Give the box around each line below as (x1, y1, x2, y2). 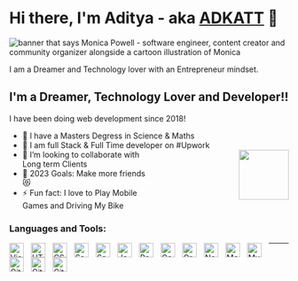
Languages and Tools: (9, 222, 106, 234)
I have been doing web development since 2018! (9, 113, 186, 123)
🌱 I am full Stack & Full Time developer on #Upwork (21, 139, 210, 150)
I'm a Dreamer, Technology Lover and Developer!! (9, 90, 289, 105)
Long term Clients (21, 159, 88, 169)
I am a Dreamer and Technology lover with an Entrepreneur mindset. (9, 64, 259, 74)
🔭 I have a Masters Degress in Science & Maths (21, 130, 195, 141)
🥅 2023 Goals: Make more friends (21, 168, 146, 178)
